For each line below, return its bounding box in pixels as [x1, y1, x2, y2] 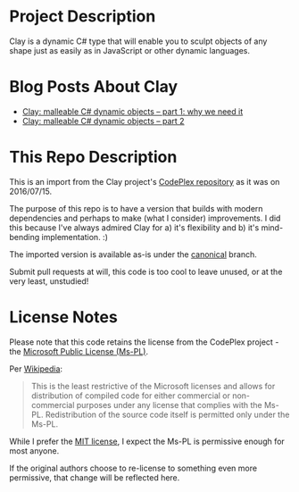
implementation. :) [41, 231, 109, 242]
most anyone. [9, 445, 60, 456]
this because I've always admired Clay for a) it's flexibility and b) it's [9, 221, 260, 233]
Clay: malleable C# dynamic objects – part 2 [21, 115, 185, 126]
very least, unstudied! [9, 275, 89, 287]
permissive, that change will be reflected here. [9, 471, 180, 483]
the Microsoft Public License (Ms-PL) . [9, 346, 149, 356]
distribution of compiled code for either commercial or [30, 390, 230, 401]
